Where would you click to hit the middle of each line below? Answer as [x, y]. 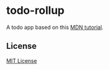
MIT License [22, 60]
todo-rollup [35, 11]
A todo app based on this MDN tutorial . [55, 27]
